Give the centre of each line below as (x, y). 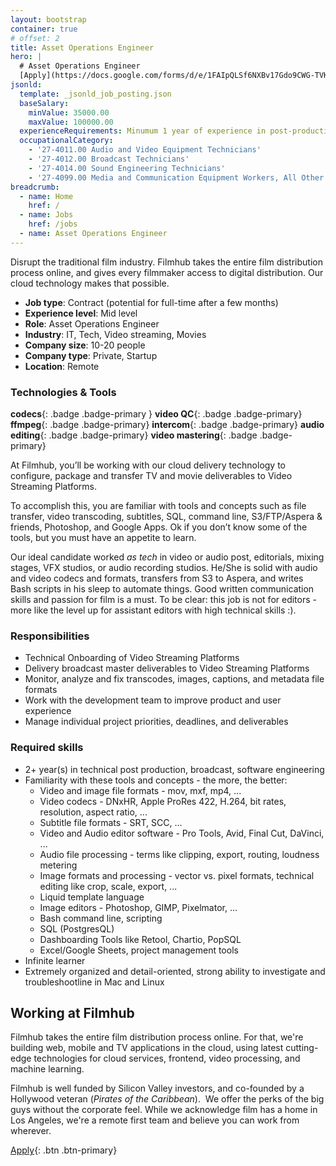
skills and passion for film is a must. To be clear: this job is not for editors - (163, 600)
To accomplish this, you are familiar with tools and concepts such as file (158, 506)
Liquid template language (92, 897)
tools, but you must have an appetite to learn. (103, 538)
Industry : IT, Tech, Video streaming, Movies (115, 334)
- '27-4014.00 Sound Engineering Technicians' (127, 168)
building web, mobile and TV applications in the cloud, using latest (147, 1048)
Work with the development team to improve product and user (153, 700)
